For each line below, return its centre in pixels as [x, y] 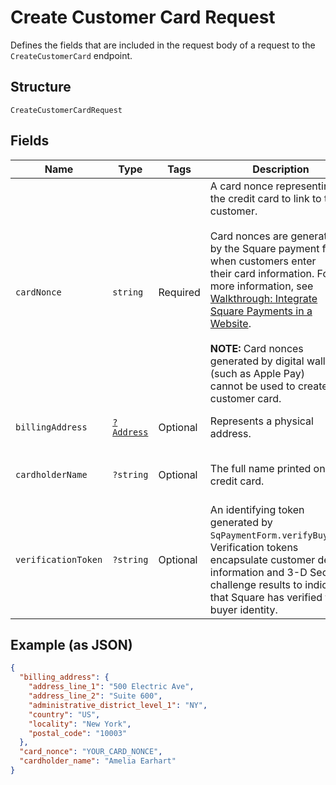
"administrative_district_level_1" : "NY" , [118, 705]
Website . [230, 323]
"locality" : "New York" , [80, 724]
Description [281, 169]
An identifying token [257, 509]
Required [179, 292]
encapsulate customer [262, 559]
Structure [41, 87]
